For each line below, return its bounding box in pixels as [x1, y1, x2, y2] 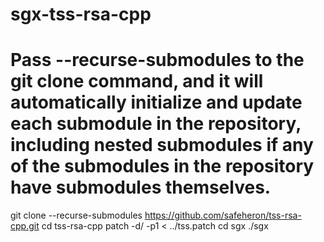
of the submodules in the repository [10, 155, 315, 178]
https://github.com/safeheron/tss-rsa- [144, 209, 302, 222]
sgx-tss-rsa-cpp [10, 3, 152, 26]
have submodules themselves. [10, 176, 272, 199]
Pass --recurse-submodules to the [10, 49, 305, 72]
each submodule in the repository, [10, 113, 302, 135]
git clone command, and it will [10, 70, 264, 93]
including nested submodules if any [10, 134, 314, 157]
